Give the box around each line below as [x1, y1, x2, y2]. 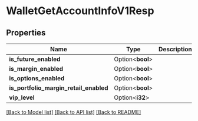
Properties [6, 28, 46, 38]
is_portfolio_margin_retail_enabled [9, 84, 108, 92]
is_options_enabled [9, 74, 65, 82]
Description [158, 45, 193, 53]
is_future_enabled [9, 55, 61, 63]
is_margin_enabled [9, 65, 64, 73]
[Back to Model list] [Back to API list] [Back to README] [6, 109, 141, 116]
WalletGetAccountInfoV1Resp [6, 4, 154, 18]
